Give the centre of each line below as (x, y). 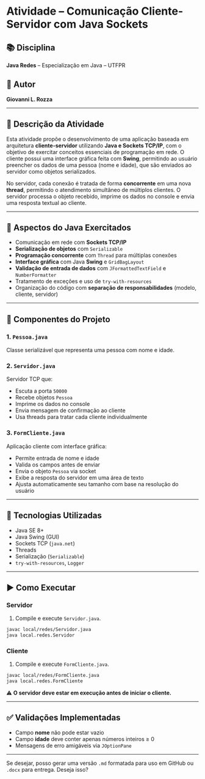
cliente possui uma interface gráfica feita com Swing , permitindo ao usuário (102, 158)
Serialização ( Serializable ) (50, 556)
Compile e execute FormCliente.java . (62, 664)
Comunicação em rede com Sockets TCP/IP (71, 242)
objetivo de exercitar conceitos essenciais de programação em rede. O (95, 152)
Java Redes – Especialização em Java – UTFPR (66, 65)
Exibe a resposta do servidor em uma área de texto (79, 478)
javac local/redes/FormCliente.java (53, 676)
